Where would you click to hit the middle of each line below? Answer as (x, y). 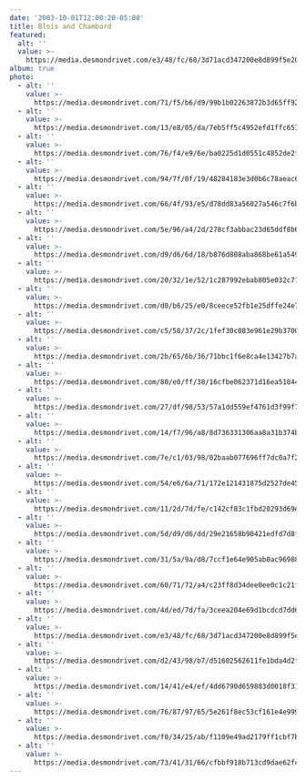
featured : (28, 35)
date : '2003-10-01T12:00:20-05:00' (77, 18)
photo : (22, 77)
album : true (32, 69)
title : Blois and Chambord (61, 26)
